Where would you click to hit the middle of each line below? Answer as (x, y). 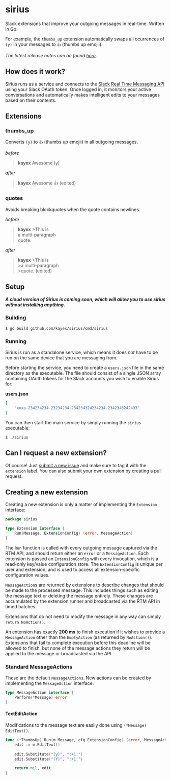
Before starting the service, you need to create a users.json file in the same (85, 368)
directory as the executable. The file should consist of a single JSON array (83, 373)
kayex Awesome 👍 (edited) (47, 183)
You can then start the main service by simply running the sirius (73, 422)
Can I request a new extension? (56, 453)
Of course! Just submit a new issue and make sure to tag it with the (76, 465)
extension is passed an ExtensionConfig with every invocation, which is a (82, 559)
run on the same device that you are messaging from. (61, 358)
